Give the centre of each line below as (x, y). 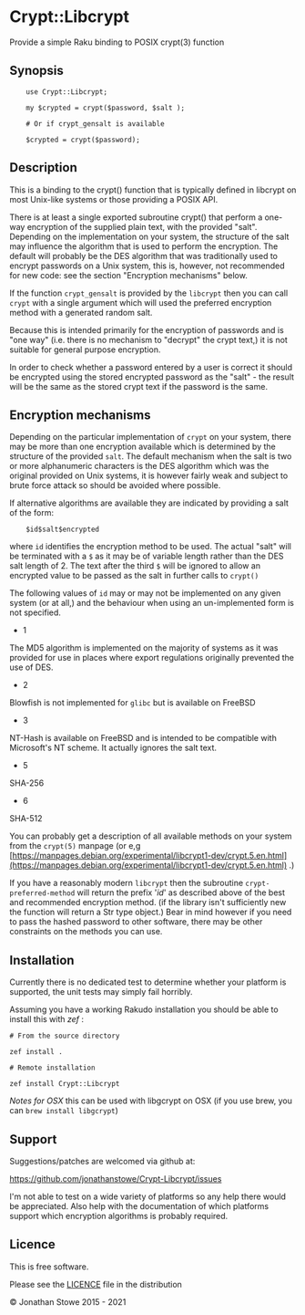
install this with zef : (47, 1019)
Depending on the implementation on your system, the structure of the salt (149, 236)
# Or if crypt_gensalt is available (96, 124)
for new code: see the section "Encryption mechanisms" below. (128, 275)
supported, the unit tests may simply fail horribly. (101, 992)
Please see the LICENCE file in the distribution (96, 1284)
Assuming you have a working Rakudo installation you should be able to (144, 1009)
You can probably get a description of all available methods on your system (151, 836)
